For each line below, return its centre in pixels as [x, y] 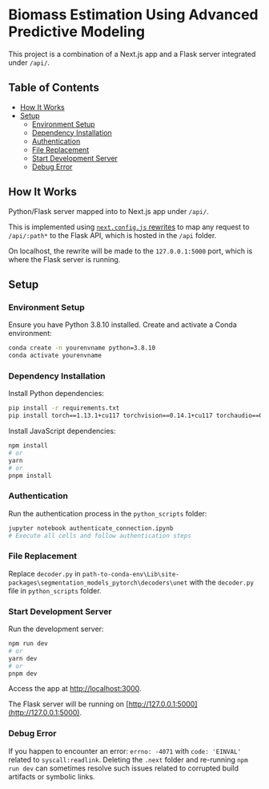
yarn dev [23, 658]
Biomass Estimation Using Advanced [133, 15]
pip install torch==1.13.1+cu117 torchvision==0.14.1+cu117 [111, 416]
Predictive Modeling [77, 32]
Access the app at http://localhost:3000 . [75, 689]
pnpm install [30, 475]
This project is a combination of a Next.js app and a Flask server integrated [132, 54]
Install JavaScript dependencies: [62, 431]
